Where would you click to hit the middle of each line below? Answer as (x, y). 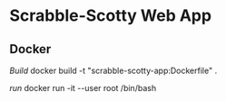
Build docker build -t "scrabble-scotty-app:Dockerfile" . (113, 70)
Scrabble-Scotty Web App (110, 16)
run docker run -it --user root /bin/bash (83, 88)
